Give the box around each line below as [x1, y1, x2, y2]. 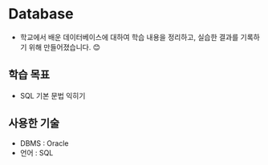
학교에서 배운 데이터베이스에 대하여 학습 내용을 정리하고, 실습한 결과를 [19, 32, 239, 42]
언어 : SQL [19, 147, 54, 157]
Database [8, 5, 74, 23]
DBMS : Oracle [19, 138, 69, 148]
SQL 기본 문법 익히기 [19, 91, 86, 100]
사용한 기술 [8, 117, 60, 131]
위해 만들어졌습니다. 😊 [28, 42, 101, 52]
